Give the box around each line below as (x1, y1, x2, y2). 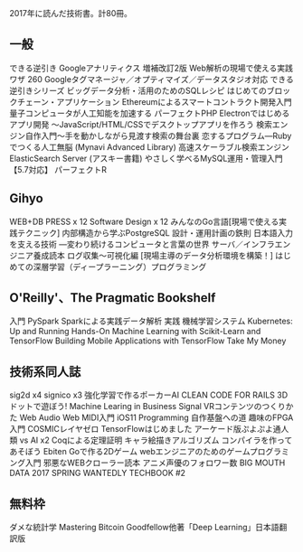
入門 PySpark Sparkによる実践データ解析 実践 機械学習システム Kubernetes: (9, 315, 294, 327)
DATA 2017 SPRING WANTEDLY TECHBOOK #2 (9, 468, 186, 479)
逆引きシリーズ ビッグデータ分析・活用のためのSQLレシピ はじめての (9, 85, 267, 96)
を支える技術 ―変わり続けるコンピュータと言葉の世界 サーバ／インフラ (9, 239, 275, 249)
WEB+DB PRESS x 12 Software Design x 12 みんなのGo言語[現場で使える (9, 216, 279, 227)
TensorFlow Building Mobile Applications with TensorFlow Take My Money (9, 335, 287, 346)
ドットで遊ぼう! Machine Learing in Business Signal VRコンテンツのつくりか (9, 401, 294, 412)
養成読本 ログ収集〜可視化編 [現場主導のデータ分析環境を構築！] (33, 249, 274, 260)
